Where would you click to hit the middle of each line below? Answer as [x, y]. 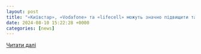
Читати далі [21, 45]
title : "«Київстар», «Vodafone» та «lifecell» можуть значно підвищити [97, 17]
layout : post [22, 12]
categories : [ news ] [31, 28]
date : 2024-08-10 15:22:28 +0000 [48, 23]
